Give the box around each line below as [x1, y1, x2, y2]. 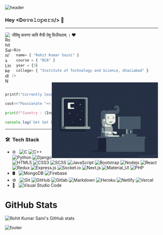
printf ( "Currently [5, 92, 42, 97]
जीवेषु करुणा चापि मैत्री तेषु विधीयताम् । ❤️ [12, 32, 76, 38]
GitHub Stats [5, 199, 58, 210]
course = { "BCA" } [16, 58, 56, 63]
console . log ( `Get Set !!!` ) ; [5, 120, 75, 125]
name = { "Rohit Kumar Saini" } [16, 53, 79, 58]
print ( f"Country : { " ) [5, 110, 64, 116]
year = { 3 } [16, 63, 38, 68]
